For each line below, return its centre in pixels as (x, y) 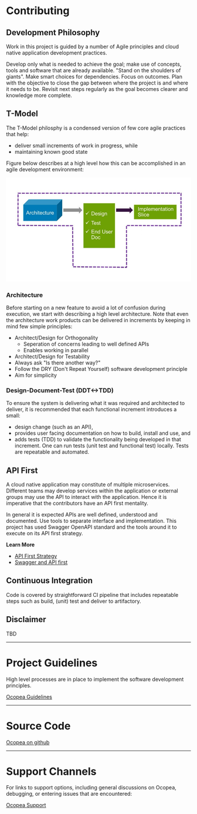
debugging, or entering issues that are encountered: (69, 794)
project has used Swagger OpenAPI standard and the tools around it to (91, 527)
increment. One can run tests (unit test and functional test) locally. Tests (101, 446)
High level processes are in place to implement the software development (95, 679)
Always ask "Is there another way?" (57, 363)
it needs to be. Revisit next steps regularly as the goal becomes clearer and (97, 89)
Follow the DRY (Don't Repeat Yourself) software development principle (101, 369)
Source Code (38, 726)
